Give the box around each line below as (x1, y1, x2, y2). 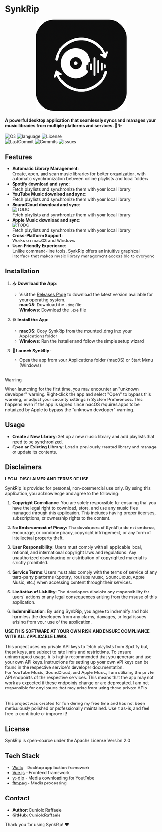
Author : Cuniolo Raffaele (12, 807, 62, 813)
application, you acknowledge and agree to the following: (5, 491, 119, 496)
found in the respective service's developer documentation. (5, 664, 124, 670)
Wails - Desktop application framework (12, 765, 90, 770)
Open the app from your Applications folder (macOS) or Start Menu (19, 357, 153, 363)
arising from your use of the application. (12, 619, 92, 625)
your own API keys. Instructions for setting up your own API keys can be (5, 659, 149, 665)
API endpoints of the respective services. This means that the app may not (5, 675, 154, 681)
